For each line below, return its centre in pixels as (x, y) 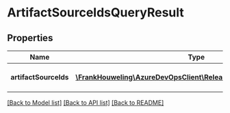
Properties (30, 38)
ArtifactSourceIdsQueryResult (95, 13)
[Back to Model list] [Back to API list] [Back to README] (86, 103)
